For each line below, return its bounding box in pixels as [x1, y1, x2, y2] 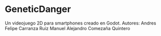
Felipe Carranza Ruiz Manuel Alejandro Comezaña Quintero [5, 25, 130, 31]
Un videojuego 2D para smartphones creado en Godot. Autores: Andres [5, 20, 156, 26]
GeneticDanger [5, 3, 71, 15]
